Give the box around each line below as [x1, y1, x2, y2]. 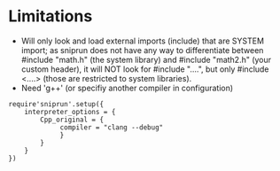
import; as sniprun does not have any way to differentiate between [20, 44, 264, 55]
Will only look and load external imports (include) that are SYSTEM [20, 35, 265, 46]
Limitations [8, 6, 93, 27]
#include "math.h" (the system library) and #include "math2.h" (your [20, 54, 272, 65]
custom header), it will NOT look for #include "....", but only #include [20, 64, 269, 74]
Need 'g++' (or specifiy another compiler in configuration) [20, 82, 234, 93]
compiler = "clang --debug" [59, 122, 164, 132]
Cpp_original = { [40, 115, 104, 124]
